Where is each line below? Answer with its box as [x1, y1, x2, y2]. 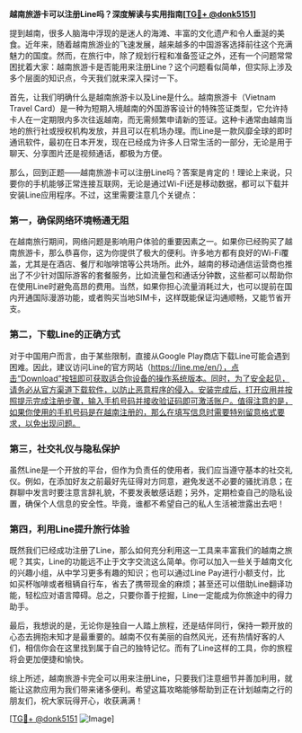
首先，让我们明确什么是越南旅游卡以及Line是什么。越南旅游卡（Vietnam [9, 92, 276, 102]
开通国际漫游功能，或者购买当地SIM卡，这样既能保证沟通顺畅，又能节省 [16, 292, 284, 304]
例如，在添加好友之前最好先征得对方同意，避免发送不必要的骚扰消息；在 [24, 475, 293, 486]
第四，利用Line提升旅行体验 [9, 523, 130, 535]
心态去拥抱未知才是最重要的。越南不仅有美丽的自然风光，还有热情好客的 [9, 631, 277, 642]
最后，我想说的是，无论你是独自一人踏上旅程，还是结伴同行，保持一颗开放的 [9, 620, 293, 631]
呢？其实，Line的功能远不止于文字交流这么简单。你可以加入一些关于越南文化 [9, 556, 293, 567]
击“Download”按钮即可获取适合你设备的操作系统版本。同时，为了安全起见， [9, 373, 290, 384]
